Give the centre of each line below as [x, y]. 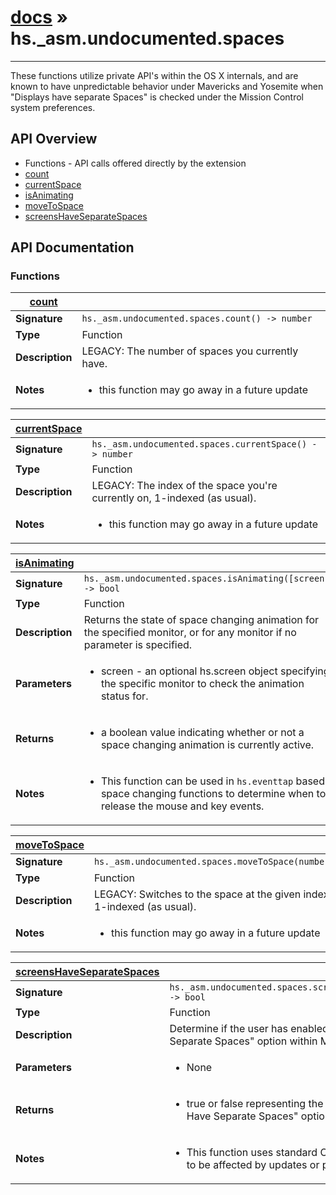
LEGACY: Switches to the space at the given [197, 894]
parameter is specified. [138, 645]
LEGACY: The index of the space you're [184, 486]
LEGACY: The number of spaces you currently [190, 351]
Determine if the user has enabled [249, 1029]
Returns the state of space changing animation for [201, 620]
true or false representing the [255, 1104]
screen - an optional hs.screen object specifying [215, 671]
